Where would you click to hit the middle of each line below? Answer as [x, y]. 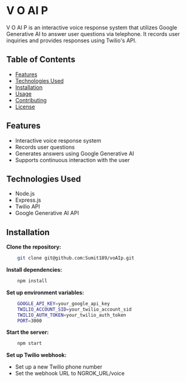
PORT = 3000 [30, 320]
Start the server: [28, 332]
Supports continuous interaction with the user [72, 160]
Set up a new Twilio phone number [59, 367]
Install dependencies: [34, 270]
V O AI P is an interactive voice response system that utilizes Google [92, 27]
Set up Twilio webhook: [36, 355]
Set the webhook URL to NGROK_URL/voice [70, 373]
